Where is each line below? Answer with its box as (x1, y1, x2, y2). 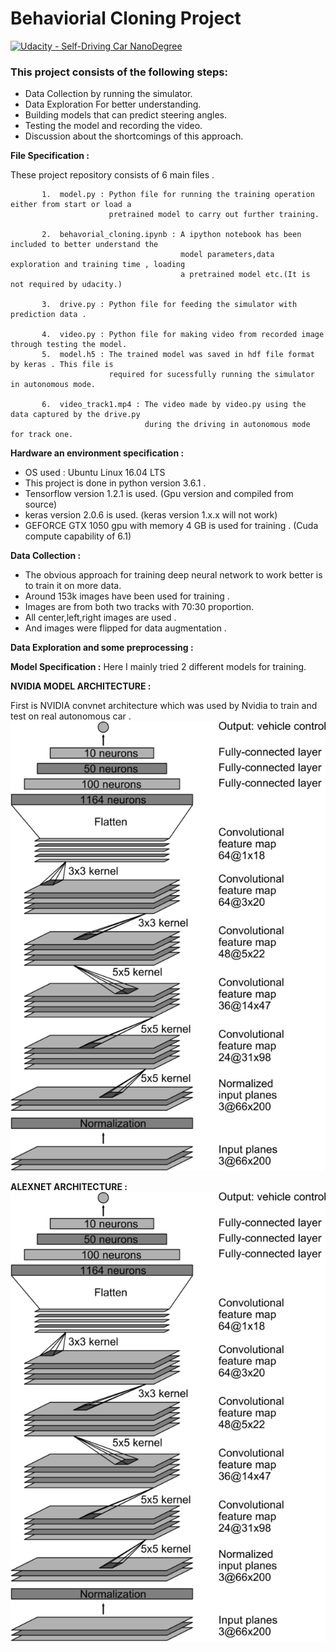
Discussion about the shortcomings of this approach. (24, 130, 244, 142)
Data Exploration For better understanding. (24, 98, 202, 111)
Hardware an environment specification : (10, 447, 185, 459)
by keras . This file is (10, 360, 114, 370)
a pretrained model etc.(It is (180, 270, 311, 280)
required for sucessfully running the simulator (108, 370, 315, 380)
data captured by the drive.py (10, 410, 141, 420)
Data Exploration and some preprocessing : (10, 642, 194, 654)
